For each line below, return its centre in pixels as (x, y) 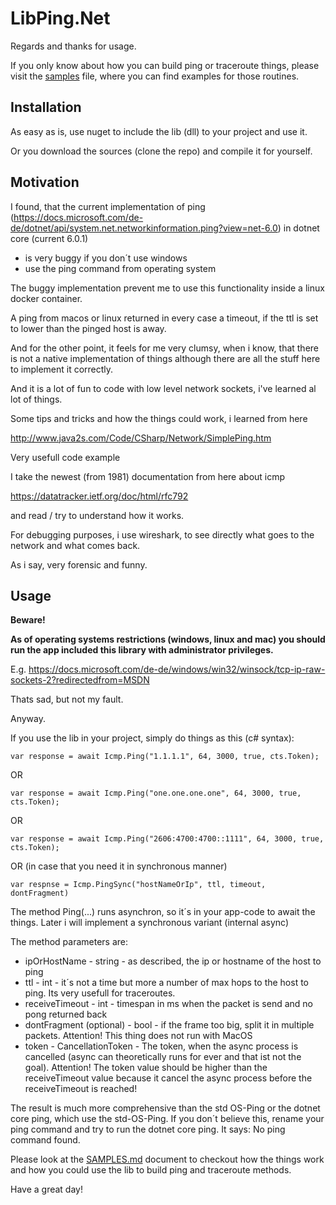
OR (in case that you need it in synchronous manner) (119, 866)
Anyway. (28, 719)
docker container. (46, 298)
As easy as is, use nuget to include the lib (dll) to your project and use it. (159, 131)
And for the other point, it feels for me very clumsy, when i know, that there (165, 348)
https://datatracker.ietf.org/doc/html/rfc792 (99, 496)
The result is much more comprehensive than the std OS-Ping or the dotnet (165, 1108)
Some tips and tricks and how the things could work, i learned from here (159, 418)
